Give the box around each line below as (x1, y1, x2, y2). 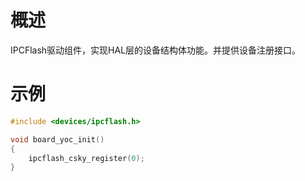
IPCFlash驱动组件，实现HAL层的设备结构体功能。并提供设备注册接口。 (10, 44, 302, 56)
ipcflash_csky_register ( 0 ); (28, 153, 145, 163)
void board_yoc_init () (10, 134, 105, 145)
